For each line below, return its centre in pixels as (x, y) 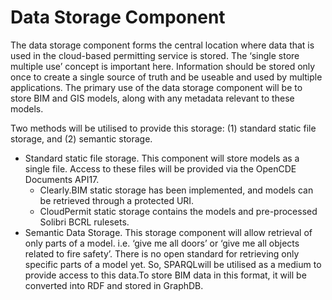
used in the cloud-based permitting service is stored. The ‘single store (155, 55)
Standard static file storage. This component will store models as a (162, 158)
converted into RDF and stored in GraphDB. (114, 285)
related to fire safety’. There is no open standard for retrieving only (162, 253)
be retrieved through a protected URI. (117, 200)
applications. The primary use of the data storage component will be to (156, 87)
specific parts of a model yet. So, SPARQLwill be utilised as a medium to (173, 264)
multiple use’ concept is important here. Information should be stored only (163, 66)
